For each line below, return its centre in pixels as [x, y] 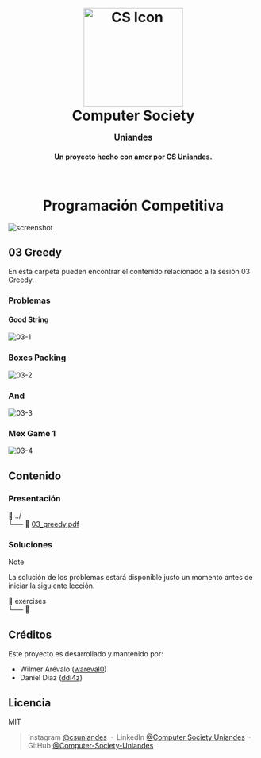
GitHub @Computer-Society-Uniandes [90, 745]
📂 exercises [27, 601]
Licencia [30, 703]
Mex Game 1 [32, 433]
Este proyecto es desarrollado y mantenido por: [86, 654]
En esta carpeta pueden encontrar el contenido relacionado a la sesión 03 [129, 272]
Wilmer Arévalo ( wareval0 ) [63, 669]
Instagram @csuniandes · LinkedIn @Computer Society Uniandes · [139, 737]
